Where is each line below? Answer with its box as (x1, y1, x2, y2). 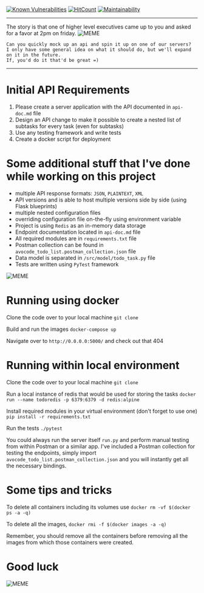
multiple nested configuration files (15, 209, 101, 216)
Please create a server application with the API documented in (15, 103, 171, 110)
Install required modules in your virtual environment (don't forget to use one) (6, 407, 198, 415)
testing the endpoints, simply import (6, 449, 97, 456)
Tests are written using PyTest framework (15, 260, 119, 268)
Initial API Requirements (6, 83, 130, 97)
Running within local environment (6, 359, 180, 372)
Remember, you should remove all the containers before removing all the (6, 532, 188, 540)
